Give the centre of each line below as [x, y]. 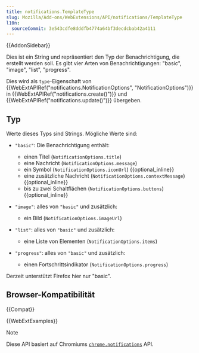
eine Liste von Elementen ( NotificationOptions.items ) [91, 241]
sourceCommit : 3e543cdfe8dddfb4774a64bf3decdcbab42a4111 [84, 28]
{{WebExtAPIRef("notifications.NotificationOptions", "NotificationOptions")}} [100, 88]
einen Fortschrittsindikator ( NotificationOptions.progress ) [96, 264]
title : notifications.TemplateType [50, 12]
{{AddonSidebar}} [28, 45]
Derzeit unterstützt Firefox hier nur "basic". [59, 276]
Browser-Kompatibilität [51, 295]
